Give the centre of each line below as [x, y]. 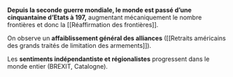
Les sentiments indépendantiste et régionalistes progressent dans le [108, 59]
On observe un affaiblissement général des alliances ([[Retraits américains [116, 38]
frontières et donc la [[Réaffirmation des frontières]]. [83, 25]
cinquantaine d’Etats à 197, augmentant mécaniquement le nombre [105, 17]
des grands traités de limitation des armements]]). [79, 45]
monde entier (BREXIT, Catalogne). [58, 66]
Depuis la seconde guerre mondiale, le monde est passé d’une [100, 10]
